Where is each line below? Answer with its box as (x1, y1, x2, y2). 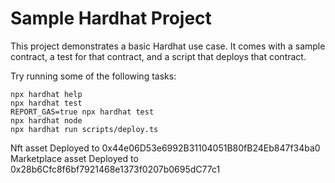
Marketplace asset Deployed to (10, 152, 139, 164)
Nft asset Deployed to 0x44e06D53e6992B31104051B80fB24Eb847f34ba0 (10, 142, 321, 154)
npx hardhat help (10, 89, 83, 99)
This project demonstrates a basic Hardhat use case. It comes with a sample (10, 40, 326, 52)
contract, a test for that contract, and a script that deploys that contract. (10, 50, 307, 62)
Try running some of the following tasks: (10, 70, 177, 82)
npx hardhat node (10, 115, 83, 126)
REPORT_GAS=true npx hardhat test (10, 107, 155, 117)
